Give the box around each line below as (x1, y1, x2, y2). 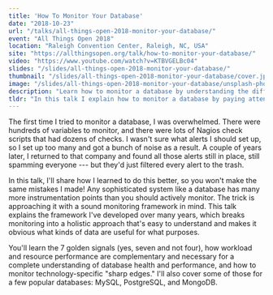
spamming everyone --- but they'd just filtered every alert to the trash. (8, 160, 245, 170)
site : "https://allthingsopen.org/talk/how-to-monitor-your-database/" (8, 49, 256, 58)
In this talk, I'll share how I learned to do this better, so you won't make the (8, 176, 258, 186)
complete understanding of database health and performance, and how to (8, 260, 257, 270)
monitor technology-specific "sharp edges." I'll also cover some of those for (8, 269, 262, 279)
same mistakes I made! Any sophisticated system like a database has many (8, 184, 260, 195)
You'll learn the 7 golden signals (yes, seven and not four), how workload (8, 243, 253, 253)
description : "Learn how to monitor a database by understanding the (8, 87, 249, 96)
